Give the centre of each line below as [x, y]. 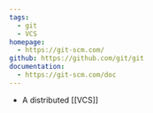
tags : [19, 17]
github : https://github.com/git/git [76, 58]
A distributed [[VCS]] [60, 100]
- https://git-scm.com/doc [67, 75]
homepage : [27, 42]
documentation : [37, 67]
